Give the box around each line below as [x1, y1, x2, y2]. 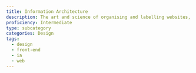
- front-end [11, 47, 41, 53]
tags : [6, 36, 19, 42]
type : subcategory [6, 25, 51, 31]
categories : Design [6, 31, 54, 36]
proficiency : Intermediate [6, 19, 72, 25]
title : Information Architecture [6, 8, 88, 15]
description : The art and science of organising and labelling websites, [6, 14, 191, 20]
